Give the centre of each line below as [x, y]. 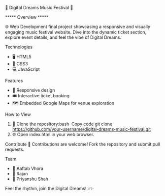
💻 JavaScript [26, 69]
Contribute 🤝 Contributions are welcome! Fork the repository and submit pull [82, 144]
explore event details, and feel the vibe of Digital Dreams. [63, 37]
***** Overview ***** [27, 17]
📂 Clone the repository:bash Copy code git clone [62, 124]
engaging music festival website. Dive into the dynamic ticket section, [76, 32]
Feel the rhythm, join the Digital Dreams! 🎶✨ [49, 188]
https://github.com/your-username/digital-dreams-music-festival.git [82, 129]
